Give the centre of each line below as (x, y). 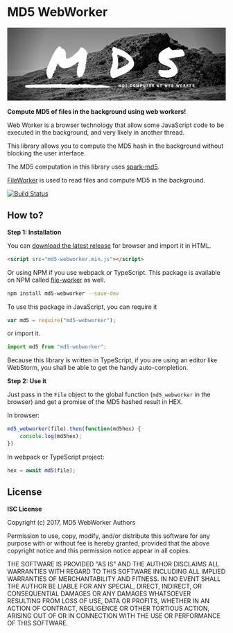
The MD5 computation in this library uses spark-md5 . (83, 167)
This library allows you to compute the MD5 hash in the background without (115, 146)
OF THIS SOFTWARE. (38, 623)
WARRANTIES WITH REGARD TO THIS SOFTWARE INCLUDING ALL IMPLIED (116, 571)
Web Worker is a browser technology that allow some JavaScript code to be (115, 125)
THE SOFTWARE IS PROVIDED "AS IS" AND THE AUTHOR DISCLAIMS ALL (113, 564)
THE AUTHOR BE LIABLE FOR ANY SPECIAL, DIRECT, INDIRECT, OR (105, 586)
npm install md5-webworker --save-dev (63, 293)
